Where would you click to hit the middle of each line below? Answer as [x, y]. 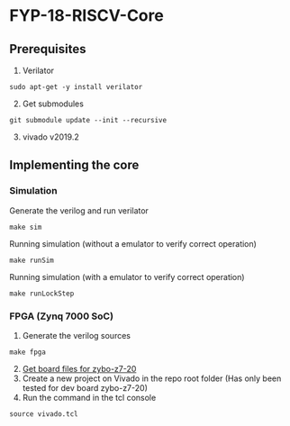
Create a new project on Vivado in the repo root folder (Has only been [152, 378]
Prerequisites [48, 49]
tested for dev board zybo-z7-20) [85, 387]
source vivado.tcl [44, 414]
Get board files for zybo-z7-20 [79, 368]
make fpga [28, 352]
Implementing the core [74, 165]
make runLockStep [42, 294]
